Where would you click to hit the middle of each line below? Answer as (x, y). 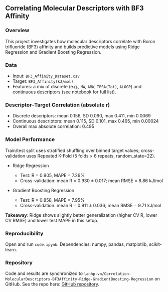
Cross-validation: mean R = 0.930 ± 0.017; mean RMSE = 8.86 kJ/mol (91, 181)
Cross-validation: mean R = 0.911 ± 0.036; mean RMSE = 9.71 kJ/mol (91, 205)
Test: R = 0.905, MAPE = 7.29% (52, 175)
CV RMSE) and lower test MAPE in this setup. (52, 220)
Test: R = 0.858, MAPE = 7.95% (52, 200)
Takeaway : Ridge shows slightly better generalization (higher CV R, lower (81, 215)
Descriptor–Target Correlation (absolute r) (58, 105)
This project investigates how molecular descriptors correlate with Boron (80, 41)
